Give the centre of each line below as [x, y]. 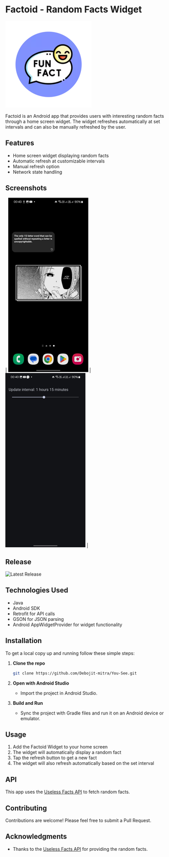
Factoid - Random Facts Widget [74, 10]
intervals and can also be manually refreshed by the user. [66, 127]
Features [20, 143]
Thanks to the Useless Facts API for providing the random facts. [80, 849]
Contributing [26, 808]
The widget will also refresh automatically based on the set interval [83, 763]
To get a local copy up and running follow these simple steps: [70, 653]
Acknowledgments [36, 837]
